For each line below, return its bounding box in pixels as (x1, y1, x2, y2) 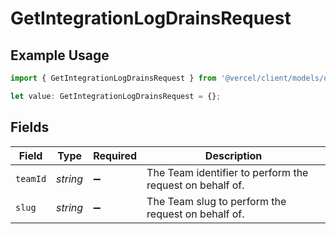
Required (93, 148, 138, 162)
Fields (10, 119, 50, 136)
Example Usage (10, 47, 110, 64)
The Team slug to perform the (146, 194, 287, 208)
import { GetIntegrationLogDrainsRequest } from (10, 73, 217, 83)
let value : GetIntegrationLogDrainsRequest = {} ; (10, 91, 222, 101)
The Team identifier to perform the (146, 165, 309, 179)
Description (204, 148, 263, 162)
